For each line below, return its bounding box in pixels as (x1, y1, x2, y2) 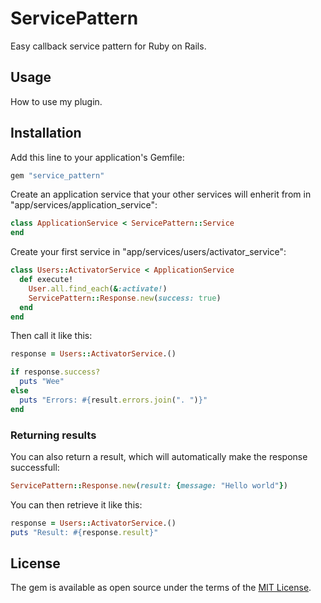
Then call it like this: (10, 330, 93, 342)
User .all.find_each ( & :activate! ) (28, 283, 168, 294)
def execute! (19, 275, 74, 285)
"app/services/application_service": (10, 199, 158, 211)
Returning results (10, 428, 97, 442)
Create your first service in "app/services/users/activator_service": (10, 246, 287, 258)
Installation (10, 125, 82, 142)
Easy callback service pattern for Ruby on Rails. (10, 40, 207, 52)
